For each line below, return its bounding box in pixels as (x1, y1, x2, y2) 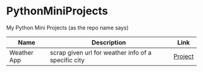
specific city (50, 56, 85, 64)
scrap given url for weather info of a (50, 48, 152, 56)
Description (91, 38, 126, 46)
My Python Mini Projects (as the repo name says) (6, 24, 129, 31)
